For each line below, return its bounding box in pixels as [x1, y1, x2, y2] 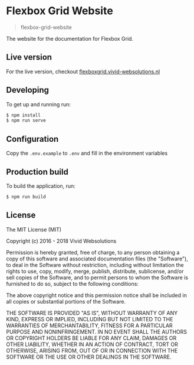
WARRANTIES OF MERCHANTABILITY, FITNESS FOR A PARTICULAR [6, 322, 173, 329]
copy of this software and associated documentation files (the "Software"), [6, 255, 189, 262]
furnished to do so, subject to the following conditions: [6, 280, 139, 287]
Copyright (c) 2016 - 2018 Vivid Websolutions [6, 237, 117, 245]
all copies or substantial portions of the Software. [6, 298, 126, 305]
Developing [6, 85, 49, 95]
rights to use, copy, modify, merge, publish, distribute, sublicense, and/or [6, 268, 184, 275]
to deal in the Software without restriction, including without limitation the [6, 261, 184, 268]
